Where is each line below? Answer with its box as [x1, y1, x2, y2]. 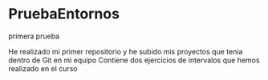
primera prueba [8, 31, 60, 41]
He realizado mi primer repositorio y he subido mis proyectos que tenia [8, 46, 243, 56]
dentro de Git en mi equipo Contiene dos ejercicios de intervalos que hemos [8, 55, 260, 65]
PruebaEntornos [8, 5, 120, 23]
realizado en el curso [8, 63, 78, 73]
